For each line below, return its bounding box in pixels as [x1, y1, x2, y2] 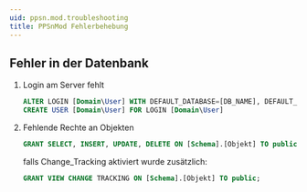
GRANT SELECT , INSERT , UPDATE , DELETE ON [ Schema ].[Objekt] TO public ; [22, 140, 302, 149]
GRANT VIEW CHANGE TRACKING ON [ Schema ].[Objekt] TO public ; [22, 174, 261, 183]
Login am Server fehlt [22, 79, 105, 91]
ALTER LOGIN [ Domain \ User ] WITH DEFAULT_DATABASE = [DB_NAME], [22, 97, 261, 106]
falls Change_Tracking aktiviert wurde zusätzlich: [22, 156, 208, 167]
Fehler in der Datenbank [9, 56, 149, 71]
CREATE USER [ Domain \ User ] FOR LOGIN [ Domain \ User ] [22, 106, 224, 115]
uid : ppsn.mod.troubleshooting [9, 13, 129, 23]
